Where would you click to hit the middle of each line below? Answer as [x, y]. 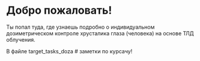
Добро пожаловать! [59, 10]
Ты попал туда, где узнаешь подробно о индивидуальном [80, 27]
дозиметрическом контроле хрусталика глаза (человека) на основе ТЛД [100, 33]
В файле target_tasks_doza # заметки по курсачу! [69, 51]
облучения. [21, 39]
